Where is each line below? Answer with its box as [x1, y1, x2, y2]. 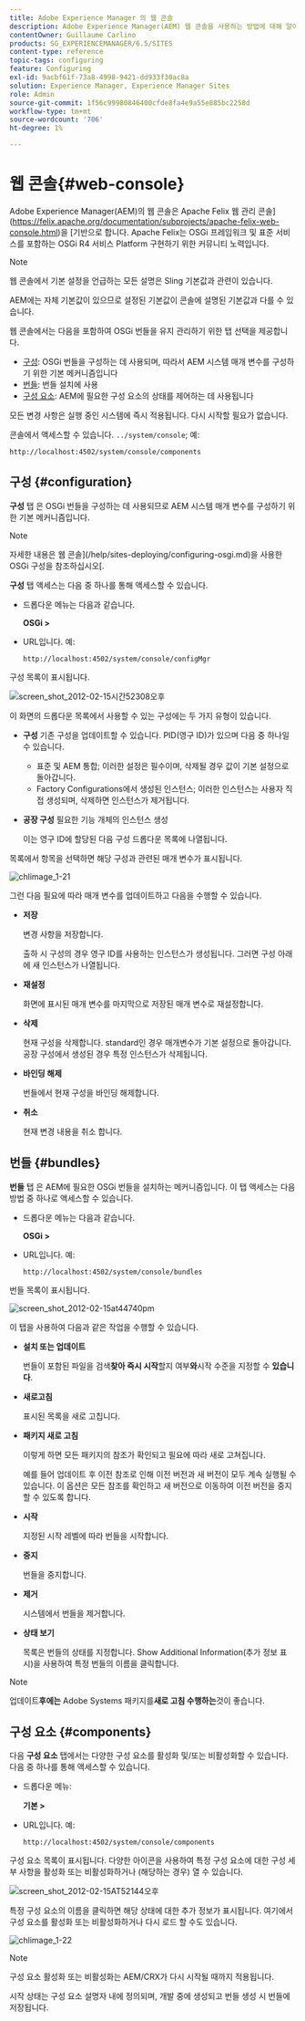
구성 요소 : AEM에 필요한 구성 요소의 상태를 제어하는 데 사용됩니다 [22, 390, 254, 401]
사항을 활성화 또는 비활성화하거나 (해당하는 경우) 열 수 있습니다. [18, 1867, 244, 1878]
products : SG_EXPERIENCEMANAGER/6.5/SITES [9, 38, 173, 48]
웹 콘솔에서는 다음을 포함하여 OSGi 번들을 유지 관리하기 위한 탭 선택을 [9, 325, 257, 336]
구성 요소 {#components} [9, 1724, 152, 1739]
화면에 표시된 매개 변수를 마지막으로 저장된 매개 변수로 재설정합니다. [22, 998, 264, 1009]
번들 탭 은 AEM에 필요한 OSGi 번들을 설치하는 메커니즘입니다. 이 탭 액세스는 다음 [9, 1181, 296, 1192]
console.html [9, 226, 58, 237]
